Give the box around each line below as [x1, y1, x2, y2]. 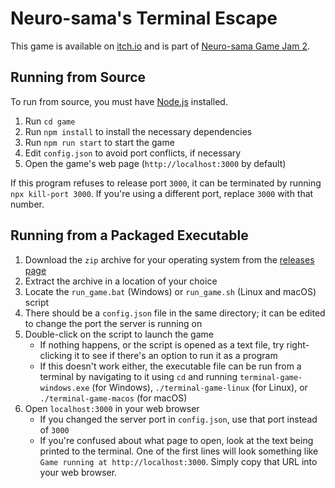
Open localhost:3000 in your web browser [24, 402, 200, 414]
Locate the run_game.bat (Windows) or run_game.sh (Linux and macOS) [24, 285, 317, 297]
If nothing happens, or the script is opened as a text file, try [39, 338, 285, 351]
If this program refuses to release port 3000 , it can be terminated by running [10, 177, 322, 189]
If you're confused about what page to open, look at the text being [39, 434, 314, 446]
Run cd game [24, 115, 76, 127]
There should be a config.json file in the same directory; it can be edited [24, 307, 326, 319]
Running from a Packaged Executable [10, 227, 249, 244]
